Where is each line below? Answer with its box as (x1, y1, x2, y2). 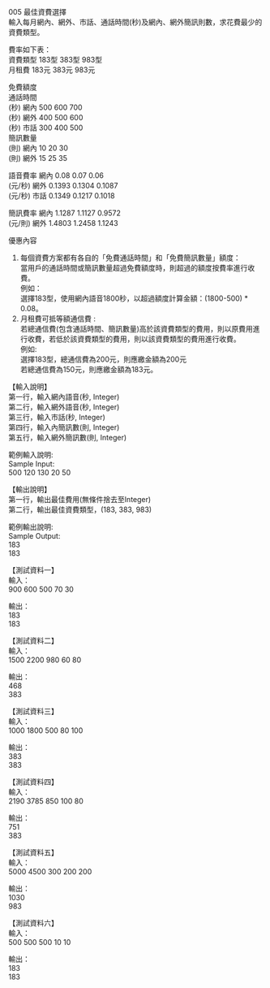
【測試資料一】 (8, 565, 58, 574)
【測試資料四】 (8, 777, 58, 786)
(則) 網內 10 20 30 (8, 143, 69, 153)
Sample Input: (8, 459, 55, 469)
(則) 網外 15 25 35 (8, 154, 67, 162)
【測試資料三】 (8, 706, 58, 716)
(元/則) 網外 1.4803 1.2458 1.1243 (8, 219, 119, 227)
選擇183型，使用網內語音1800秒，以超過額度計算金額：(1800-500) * (19, 293, 249, 303)
